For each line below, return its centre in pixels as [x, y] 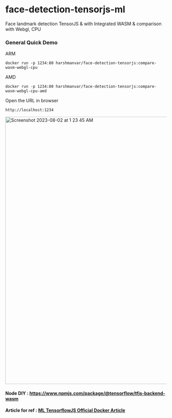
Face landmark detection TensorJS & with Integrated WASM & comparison [84, 24]
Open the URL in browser [32, 101]
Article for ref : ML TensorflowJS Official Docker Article [65, 410]
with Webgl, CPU [23, 29]
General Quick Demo [31, 42]
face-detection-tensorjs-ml [65, 10]
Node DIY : [17, 393]
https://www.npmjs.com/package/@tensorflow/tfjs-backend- [97, 393]
